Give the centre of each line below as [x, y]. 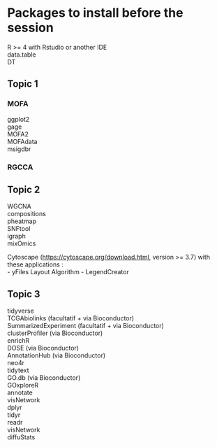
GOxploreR [23, 385]
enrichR [18, 341]
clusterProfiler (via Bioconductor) [55, 333]
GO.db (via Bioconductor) [44, 378]
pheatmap [22, 221]
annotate [20, 392]
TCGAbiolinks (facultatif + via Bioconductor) [71, 318]
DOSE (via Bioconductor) [43, 348]
